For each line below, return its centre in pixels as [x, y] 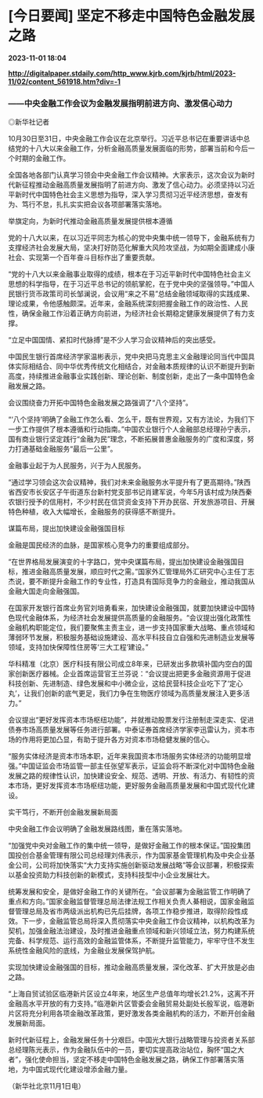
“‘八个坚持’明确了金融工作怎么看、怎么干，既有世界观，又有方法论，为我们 [128, 419]
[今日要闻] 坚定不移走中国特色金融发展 [131, 16]
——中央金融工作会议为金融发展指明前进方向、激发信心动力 [121, 103]
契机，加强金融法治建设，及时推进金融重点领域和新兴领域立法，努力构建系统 [131, 931]
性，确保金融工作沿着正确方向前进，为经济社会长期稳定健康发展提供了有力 [128, 313]
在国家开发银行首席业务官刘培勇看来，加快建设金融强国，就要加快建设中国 [128, 608]
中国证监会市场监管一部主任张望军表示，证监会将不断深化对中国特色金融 [138, 766]
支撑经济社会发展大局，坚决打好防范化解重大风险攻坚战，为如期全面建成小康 [131, 247]
